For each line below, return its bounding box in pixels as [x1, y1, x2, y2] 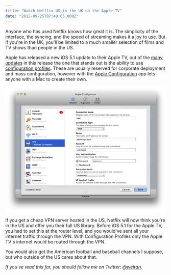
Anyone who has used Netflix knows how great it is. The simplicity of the [5, 28, 158, 34]
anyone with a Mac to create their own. [5, 76, 88, 82]
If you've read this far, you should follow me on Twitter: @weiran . [5, 264, 142, 270]
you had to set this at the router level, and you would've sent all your [5, 228, 149, 234]
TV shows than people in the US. [5, 44, 75, 50]
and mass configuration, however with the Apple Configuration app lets [5, 70, 156, 76]
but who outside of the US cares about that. [5, 254, 97, 260]
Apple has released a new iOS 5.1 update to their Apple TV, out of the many [5, 54, 163, 61]
